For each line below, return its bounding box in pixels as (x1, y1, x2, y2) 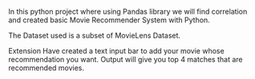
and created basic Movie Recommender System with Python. (8, 15, 210, 25)
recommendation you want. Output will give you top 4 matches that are (8, 55, 243, 64)
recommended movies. (8, 63, 85, 73)
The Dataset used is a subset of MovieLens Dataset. (8, 31, 181, 40)
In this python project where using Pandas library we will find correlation (8, 7, 248, 16)
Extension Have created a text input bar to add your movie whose (8, 46, 225, 55)
